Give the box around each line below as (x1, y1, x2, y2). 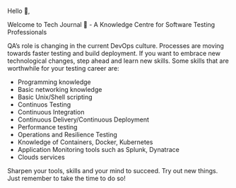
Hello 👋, (7, 7, 30, 15)
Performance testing (17, 123, 78, 131)
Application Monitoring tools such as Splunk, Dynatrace (17, 146, 180, 153)
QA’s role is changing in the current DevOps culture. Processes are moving (7, 42, 225, 49)
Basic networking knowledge (17, 86, 102, 93)
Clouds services (17, 153, 65, 161)
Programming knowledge (17, 78, 92, 86)
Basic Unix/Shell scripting (17, 93, 93, 101)
